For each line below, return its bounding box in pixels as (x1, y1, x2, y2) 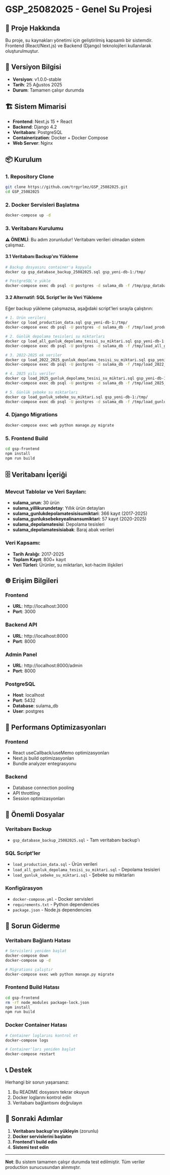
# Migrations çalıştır (5, 967, 53, 972)
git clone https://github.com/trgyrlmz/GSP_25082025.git (5, 184, 128, 190)
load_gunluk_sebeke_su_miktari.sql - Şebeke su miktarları (12, 872, 135, 878)
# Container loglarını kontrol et (5, 1033, 78, 1038)
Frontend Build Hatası (5, 984, 60, 991)
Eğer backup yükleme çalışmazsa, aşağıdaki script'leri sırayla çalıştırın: (5, 306, 153, 312)
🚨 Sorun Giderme (5, 922, 60, 930)
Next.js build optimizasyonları (12, 755, 74, 761)
